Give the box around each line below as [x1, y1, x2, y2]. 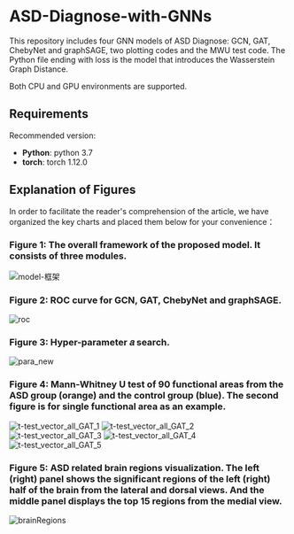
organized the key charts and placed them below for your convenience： [9, 216, 275, 227]
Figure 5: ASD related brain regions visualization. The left [9, 461, 259, 474]
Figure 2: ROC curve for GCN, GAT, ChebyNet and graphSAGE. [9, 294, 282, 306]
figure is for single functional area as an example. [9, 400, 227, 413]
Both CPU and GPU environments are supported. [9, 81, 188, 91]
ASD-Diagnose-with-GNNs [9, 6, 213, 27]
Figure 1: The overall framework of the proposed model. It [9, 239, 261, 252]
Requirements [9, 106, 89, 121]
